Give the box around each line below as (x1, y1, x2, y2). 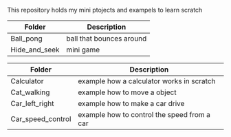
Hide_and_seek (10, 45, 60, 54)
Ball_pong (10, 34, 43, 43)
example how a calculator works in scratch (78, 76, 216, 85)
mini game (66, 45, 100, 54)
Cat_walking (10, 87, 50, 97)
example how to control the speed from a (78, 110, 211, 119)
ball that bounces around (66, 34, 147, 43)
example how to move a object (78, 87, 177, 97)
